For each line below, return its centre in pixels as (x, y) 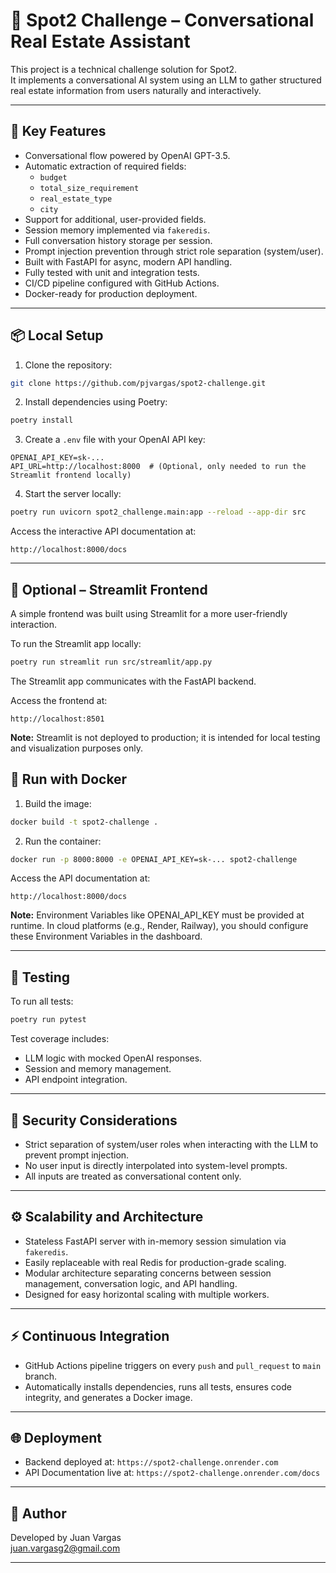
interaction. (34, 624)
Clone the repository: (68, 365)
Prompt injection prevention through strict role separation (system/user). (174, 251)
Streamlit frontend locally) (71, 475)
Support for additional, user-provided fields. (115, 219)
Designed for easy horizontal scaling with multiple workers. (147, 1294)
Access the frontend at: (59, 700)
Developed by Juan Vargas (66, 1538)
